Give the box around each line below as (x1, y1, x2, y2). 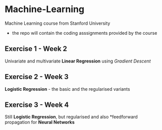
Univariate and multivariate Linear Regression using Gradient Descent (5, 58, 151, 64)
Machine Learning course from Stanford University (5, 20, 111, 26)
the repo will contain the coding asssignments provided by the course (12, 30, 157, 36)
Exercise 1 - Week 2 (5, 44, 68, 53)
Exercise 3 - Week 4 (5, 100, 69, 109)
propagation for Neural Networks (5, 119, 75, 125)
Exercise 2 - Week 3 (5, 73, 69, 81)
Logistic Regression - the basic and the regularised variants (5, 86, 130, 92)
